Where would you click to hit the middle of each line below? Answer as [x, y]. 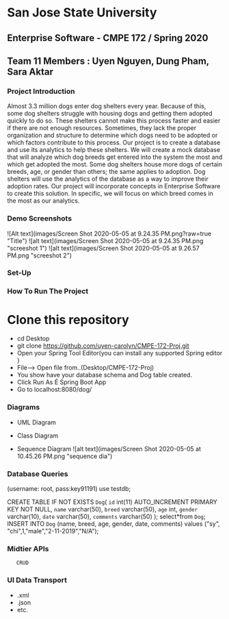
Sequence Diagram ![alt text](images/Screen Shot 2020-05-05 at [109, 449]
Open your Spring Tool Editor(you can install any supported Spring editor [120, 353]
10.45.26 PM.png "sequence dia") [65, 456]
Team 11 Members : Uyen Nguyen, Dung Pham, [108, 61]
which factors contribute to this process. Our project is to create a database [114, 142]
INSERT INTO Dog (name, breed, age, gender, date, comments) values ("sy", [113, 523]
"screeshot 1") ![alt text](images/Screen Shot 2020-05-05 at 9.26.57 [104, 248]
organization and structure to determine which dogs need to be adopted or [112, 136]
